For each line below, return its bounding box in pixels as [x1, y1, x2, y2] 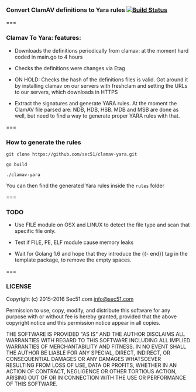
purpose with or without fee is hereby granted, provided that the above [6, 313, 177, 320]
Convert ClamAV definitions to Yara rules [6, 6, 126, 14]
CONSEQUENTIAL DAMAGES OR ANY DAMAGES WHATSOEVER [6, 356, 161, 363]
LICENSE [6, 283, 32, 291]
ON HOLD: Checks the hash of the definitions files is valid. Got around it [14, 76, 188, 83]
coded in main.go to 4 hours [14, 53, 83, 60]
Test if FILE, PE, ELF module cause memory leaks [14, 239, 134, 246]
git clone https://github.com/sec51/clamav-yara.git [6, 151, 137, 157]
